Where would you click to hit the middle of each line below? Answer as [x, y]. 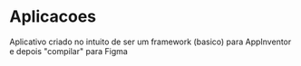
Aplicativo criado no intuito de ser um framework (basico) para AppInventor [150, 42]
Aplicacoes [53, 17]
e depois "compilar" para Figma [69, 51]
